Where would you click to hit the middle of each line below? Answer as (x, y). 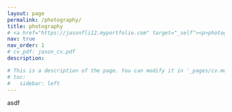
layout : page (26, 13)
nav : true (21, 39)
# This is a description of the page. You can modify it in (96, 70)
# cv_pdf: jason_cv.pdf (41, 52)
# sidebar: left (33, 83)
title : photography (35, 26)
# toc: (17, 77)
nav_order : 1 (26, 45)
